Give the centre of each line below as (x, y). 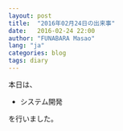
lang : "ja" (27, 46)
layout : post (30, 16)
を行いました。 (33, 118)
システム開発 (41, 101)
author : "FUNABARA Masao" (51, 38)
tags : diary (28, 61)
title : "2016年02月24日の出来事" (62, 23)
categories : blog (37, 53)
